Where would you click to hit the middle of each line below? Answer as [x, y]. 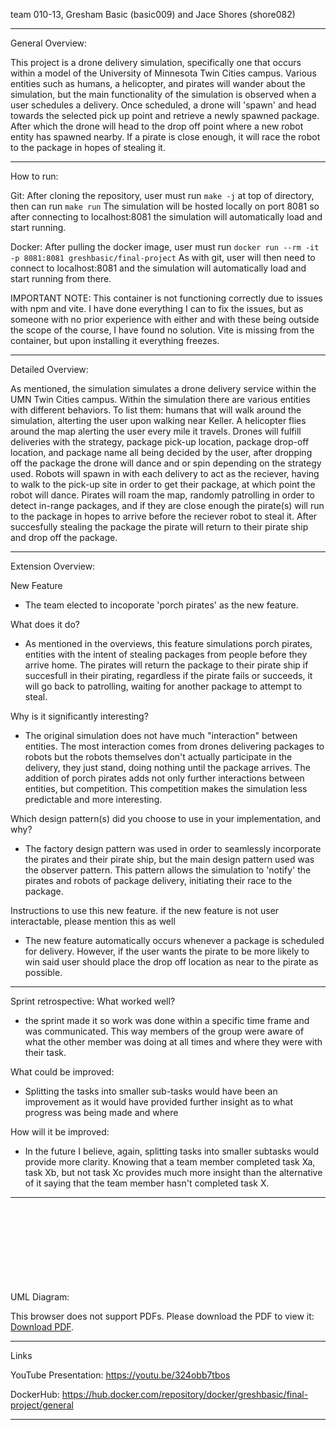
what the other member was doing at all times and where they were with [173, 1042]
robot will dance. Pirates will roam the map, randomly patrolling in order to [162, 495]
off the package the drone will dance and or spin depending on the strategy [166, 463]
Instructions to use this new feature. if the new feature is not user [145, 910]
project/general [42, 1405]
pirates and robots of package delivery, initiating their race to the [158, 880]
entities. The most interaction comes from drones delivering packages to [174, 746]
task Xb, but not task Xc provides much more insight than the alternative [173, 1172]
